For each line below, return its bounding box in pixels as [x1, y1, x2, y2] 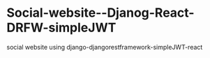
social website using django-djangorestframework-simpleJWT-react [6, 43, 203, 51]
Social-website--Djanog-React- [6, 5, 195, 21]
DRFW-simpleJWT [6, 20, 117, 36]
